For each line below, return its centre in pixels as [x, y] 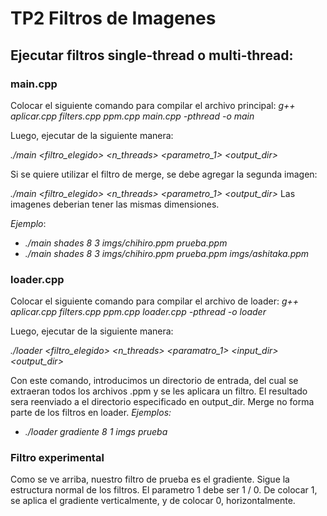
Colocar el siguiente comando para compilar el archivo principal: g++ [153, 105]
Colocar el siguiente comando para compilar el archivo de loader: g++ [155, 301]
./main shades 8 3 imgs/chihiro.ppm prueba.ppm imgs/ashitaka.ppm [167, 253]
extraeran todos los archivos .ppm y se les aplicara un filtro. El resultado [159, 391]
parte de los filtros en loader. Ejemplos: [91, 413]
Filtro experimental [57, 458]
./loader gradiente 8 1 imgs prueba [96, 432]
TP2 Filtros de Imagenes [113, 18]
